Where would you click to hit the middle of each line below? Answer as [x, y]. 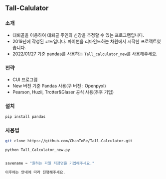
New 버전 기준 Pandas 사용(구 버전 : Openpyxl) [59, 86]
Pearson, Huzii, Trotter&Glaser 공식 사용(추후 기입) [63, 92]
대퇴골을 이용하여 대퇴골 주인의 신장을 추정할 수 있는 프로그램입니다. [78, 35]
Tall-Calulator [27, 8]
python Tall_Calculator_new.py [38, 150]
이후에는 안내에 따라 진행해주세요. [35, 173]
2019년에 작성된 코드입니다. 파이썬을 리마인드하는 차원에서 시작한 [76, 41]
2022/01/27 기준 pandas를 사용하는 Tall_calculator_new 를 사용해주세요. [85, 54]
